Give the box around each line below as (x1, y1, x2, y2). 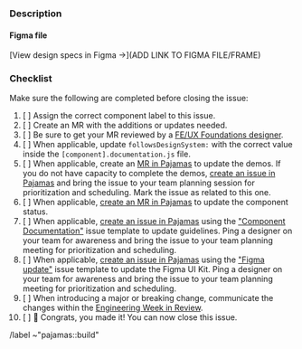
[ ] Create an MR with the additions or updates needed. (22, 120, 228, 131)
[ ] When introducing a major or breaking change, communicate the (22, 293, 274, 304)
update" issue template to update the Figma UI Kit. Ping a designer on (22, 264, 283, 275)
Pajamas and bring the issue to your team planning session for (22, 177, 255, 188)
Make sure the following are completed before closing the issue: (9, 93, 249, 104)
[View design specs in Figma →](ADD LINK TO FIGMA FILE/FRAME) (9, 50, 261, 61)
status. (22, 206, 48, 217)
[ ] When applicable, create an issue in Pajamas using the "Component (22, 216, 287, 227)
